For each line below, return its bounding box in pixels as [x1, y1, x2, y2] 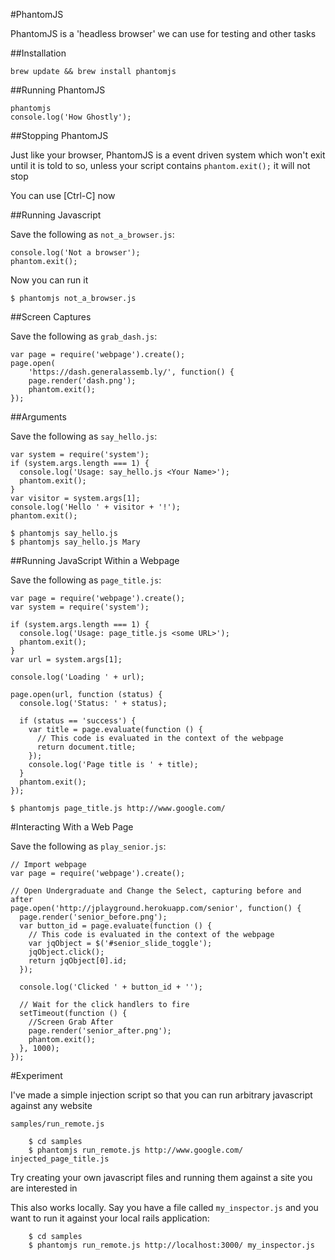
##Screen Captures [10, 311, 92, 323]
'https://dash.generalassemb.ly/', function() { [28, 367, 235, 377]
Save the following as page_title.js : [10, 574, 162, 586]
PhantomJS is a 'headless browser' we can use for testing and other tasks [10, 28, 317, 39]
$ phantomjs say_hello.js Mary [10, 537, 141, 547]
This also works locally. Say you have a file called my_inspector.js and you [10, 1202, 319, 1213]
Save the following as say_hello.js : [10, 430, 158, 442]
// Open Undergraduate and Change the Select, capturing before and [10, 886, 302, 896]
